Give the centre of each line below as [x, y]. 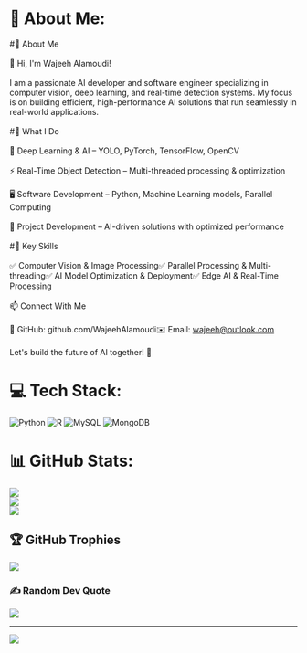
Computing [31, 207]
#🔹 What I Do [34, 131]
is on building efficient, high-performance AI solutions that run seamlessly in [153, 102]
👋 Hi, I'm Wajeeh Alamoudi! [60, 63]
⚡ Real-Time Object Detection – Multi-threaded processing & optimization [148, 170]
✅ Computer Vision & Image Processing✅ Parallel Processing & [128, 265]
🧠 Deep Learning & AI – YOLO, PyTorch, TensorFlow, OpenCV [125, 151]
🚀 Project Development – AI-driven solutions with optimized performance [147, 226]
